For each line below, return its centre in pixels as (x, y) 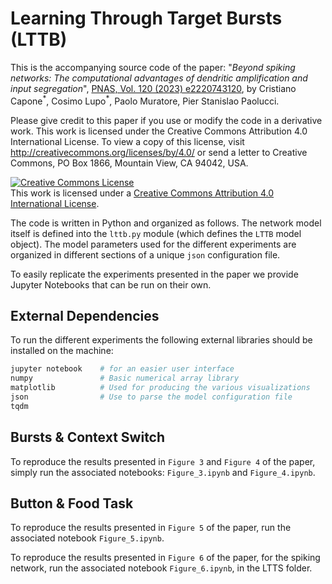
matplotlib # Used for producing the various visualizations (160, 388)
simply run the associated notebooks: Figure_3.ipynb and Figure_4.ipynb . (163, 472)
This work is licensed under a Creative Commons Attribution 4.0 (142, 193)
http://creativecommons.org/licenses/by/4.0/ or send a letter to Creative (159, 152)
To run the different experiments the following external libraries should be (161, 340)
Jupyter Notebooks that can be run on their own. (111, 284)
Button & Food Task (72, 503)
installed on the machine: (62, 351)
